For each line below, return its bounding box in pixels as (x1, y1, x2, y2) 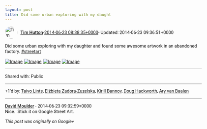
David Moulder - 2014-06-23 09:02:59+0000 (5, 103, 92, 109)
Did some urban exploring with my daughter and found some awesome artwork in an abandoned (5, 43, 197, 49)
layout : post (5, 7, 33, 12)
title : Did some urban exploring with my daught (5, 12, 111, 17)
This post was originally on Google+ (5, 118, 74, 125)
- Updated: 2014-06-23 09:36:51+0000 (98, 29, 174, 35)
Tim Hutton (20, 29, 43, 35)
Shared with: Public (5, 73, 44, 79)
